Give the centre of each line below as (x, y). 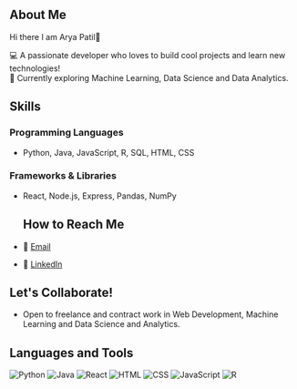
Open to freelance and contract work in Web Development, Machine (150, 314)
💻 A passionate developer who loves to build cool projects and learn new (148, 55)
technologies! (35, 68)
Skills (25, 107)
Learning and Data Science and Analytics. (101, 324)
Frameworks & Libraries (63, 176)
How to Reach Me (73, 225)
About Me (38, 15)
